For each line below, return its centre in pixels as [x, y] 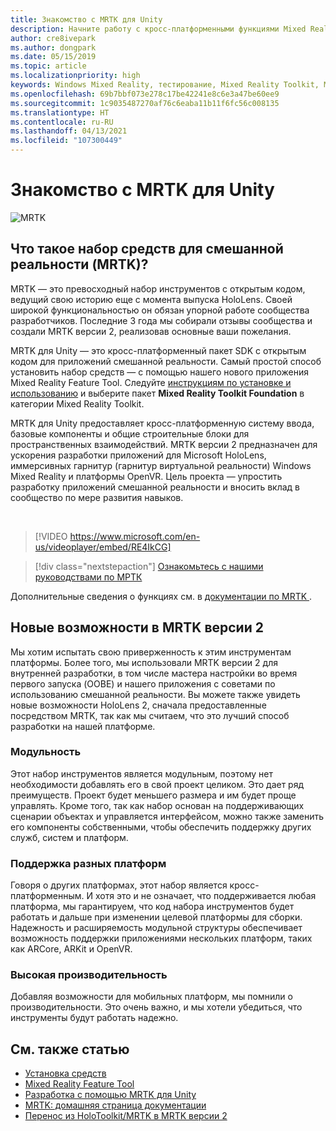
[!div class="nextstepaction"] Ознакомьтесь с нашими [149, 566]
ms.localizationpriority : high [75, 76]
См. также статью [70, 1049]
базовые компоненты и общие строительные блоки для [130, 433]
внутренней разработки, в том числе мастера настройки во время [154, 673]
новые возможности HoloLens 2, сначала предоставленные [138, 705]
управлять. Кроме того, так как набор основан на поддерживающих [157, 805]
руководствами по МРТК [88, 577]
